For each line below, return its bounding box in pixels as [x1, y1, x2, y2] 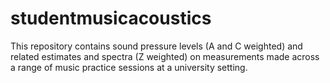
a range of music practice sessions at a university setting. [10, 61, 248, 73]
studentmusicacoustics [10, 7, 212, 30]
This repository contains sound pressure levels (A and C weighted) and [10, 40, 303, 52]
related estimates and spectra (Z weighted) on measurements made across [10, 50, 320, 62]
